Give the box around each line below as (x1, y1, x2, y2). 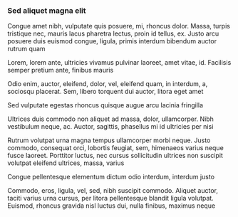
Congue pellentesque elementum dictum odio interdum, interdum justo (7, 173, 215, 181)
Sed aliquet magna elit (7, 6, 87, 16)
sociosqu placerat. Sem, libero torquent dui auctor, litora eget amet (7, 88, 204, 96)
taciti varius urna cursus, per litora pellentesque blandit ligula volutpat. (7, 194, 214, 203)
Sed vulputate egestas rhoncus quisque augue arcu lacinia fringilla (7, 101, 204, 110)
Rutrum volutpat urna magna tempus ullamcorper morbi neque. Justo (7, 136, 211, 144)
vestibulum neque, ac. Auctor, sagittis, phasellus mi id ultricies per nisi (7, 122, 214, 131)
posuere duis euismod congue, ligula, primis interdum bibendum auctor (7, 37, 217, 46)
